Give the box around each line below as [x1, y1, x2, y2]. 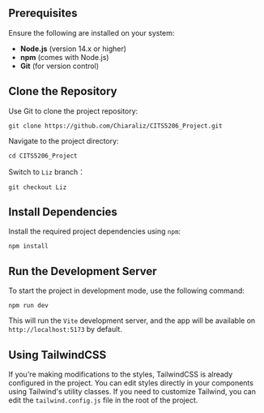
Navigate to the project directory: [8, 136, 119, 145]
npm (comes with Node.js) [19, 52, 109, 62]
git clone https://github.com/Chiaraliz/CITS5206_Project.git [8, 122, 223, 130]
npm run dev [8, 302, 49, 310]
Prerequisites [8, 6, 78, 20]
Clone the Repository [8, 84, 117, 98]
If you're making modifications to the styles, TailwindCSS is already [8, 369, 233, 380]
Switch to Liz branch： [8, 166, 85, 177]
